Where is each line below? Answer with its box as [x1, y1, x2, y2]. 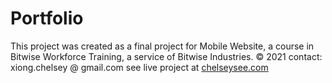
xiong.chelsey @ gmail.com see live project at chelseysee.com [10, 61, 269, 73]
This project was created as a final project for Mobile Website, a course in [10, 40, 315, 52]
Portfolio [10, 7, 84, 30]
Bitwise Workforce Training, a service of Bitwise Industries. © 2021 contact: [10, 50, 323, 62]
